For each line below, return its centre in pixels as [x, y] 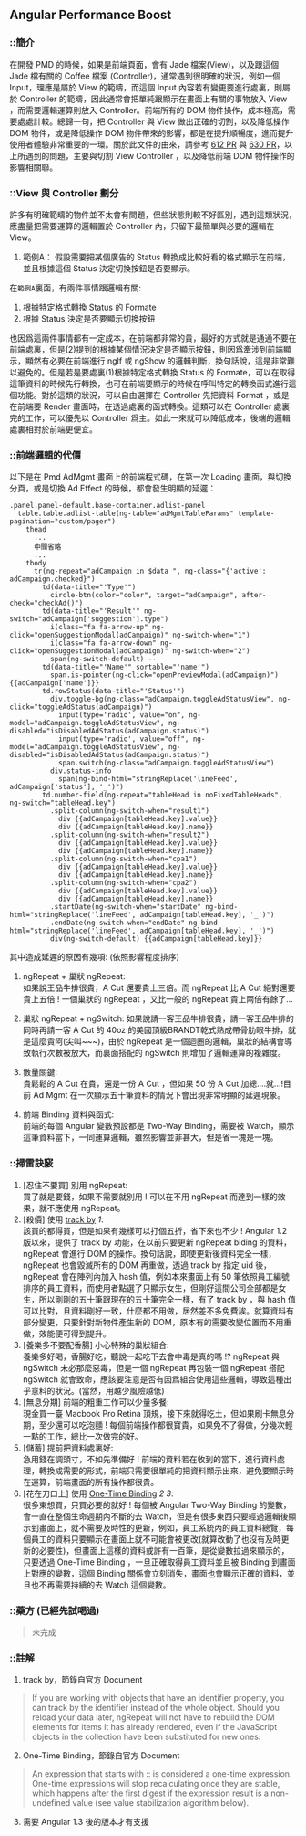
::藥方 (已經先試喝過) [55, 1610]
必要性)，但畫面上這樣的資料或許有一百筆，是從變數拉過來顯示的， [164, 1550]
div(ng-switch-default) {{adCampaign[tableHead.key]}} [156, 939]
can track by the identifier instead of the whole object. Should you [156, 1708]
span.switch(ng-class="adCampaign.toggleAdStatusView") [166, 763]
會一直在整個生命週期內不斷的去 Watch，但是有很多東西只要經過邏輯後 [155, 1516]
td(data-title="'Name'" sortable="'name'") [126, 667]
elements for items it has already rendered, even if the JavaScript [154, 1727]
